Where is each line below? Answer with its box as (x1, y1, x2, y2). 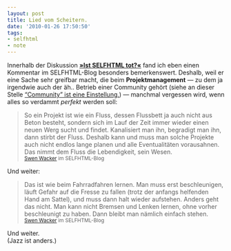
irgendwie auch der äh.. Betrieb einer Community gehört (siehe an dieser (7, 83, 215, 91)
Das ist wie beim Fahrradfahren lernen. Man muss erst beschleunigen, (23, 181, 224, 188)
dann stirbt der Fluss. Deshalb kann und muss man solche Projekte (23, 133, 214, 141)
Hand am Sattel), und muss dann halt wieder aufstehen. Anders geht (23, 195, 219, 203)
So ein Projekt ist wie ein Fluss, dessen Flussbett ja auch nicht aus (23, 111, 212, 119)
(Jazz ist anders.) (7, 237, 57, 245)
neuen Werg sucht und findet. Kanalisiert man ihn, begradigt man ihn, (23, 125, 222, 134)
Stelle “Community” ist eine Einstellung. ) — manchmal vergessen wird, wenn (7, 90, 225, 99)
